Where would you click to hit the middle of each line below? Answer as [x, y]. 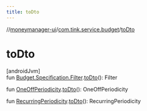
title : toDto [23, 12]
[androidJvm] [23, 71]
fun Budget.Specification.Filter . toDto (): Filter [62, 77]
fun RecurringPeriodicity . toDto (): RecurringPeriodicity [74, 101]
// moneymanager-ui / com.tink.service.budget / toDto [71, 29]
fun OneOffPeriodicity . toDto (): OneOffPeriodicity [67, 89]
